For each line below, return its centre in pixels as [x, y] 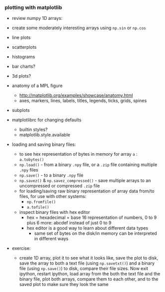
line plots [21, 38]
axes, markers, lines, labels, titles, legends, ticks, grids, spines [83, 100]
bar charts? [24, 67]
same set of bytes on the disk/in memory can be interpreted [95, 233]
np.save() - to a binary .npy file [51, 175]
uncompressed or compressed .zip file [60, 186]
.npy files [29, 170]
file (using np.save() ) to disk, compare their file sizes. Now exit [84, 269]
